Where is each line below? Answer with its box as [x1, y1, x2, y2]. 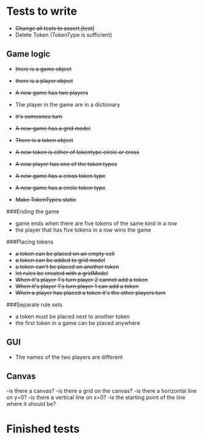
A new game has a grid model [15, 124, 90, 132]
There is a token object [15, 136, 73, 143]
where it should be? [6, 400, 56, 408]
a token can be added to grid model [15, 256, 106, 264]
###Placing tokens [6, 238, 54, 245]
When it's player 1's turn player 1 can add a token [15, 282, 139, 289]
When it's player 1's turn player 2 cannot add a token [15, 276, 148, 283]
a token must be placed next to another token [15, 313, 130, 320]
